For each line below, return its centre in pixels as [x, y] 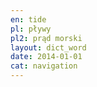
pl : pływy [31, 29]
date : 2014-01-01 [46, 57]
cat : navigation [44, 66]
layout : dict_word [48, 47]
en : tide [28, 19]
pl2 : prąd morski [46, 38]
